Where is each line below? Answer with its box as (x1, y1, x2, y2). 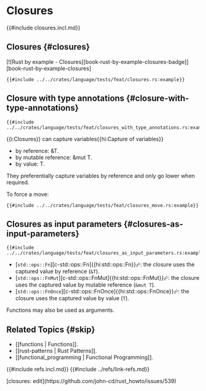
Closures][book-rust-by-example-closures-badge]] (59, 58, 189, 65)
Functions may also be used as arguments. (6, 306, 115, 314)
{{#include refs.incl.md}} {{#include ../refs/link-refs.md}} (6, 366, 150, 373)
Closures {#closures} (6, 42, 90, 52)
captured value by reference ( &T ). (15, 268, 100, 275)
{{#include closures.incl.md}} (6, 24, 81, 31)
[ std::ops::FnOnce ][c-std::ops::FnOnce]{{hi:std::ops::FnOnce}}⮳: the (15, 288, 189, 295)
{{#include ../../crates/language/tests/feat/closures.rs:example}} (6, 76, 185, 83)
